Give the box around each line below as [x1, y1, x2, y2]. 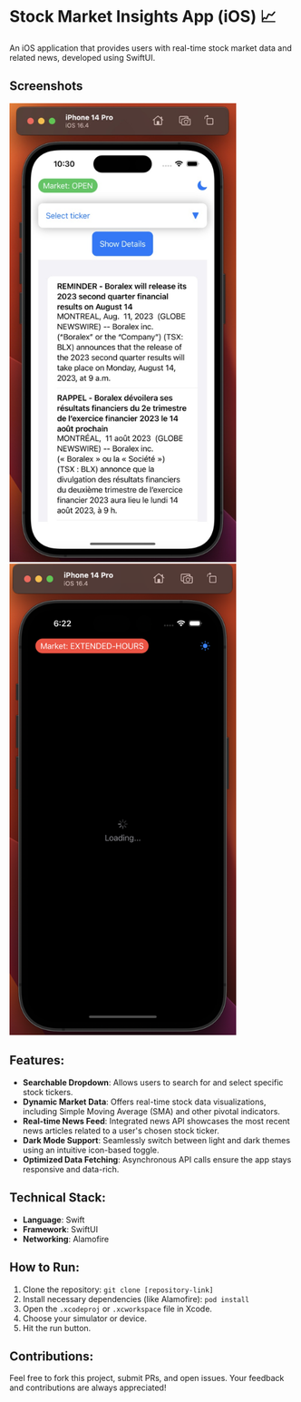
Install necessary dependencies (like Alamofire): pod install [22, 1293, 249, 1304]
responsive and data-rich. [22, 1163, 120, 1174]
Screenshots [9, 78, 83, 94]
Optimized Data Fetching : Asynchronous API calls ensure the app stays [22, 1153, 292, 1165]
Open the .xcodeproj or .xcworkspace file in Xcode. [22, 1303, 213, 1314]
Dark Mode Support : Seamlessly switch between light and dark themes [22, 1134, 291, 1145]
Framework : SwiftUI [22, 1223, 98, 1234]
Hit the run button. [22, 1322, 92, 1333]
